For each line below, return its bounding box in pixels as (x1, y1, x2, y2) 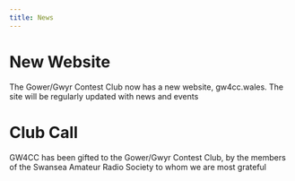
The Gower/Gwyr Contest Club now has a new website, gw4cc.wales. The (9, 82, 284, 92)
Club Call (9, 122, 79, 142)
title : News (9, 13, 54, 22)
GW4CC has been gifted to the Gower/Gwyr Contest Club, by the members (9, 151, 287, 162)
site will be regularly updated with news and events (9, 90, 199, 101)
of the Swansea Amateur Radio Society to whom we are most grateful (9, 161, 267, 172)
